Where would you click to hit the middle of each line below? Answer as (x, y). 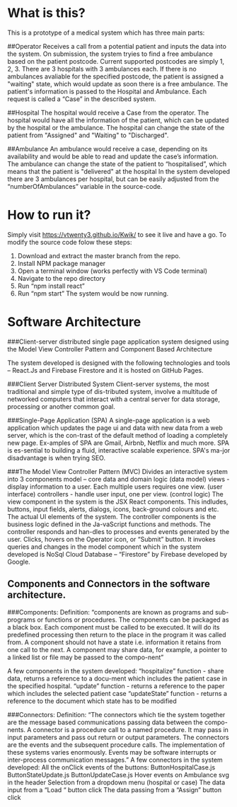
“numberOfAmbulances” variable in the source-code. (85, 186)
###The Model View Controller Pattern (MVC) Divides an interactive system (117, 471)
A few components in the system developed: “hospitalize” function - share (116, 670)
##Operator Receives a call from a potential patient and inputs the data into (117, 46)
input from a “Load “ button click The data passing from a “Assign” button (114, 789)
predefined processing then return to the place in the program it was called (117, 634)
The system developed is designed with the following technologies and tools (119, 363)
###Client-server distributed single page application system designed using (118, 342)
